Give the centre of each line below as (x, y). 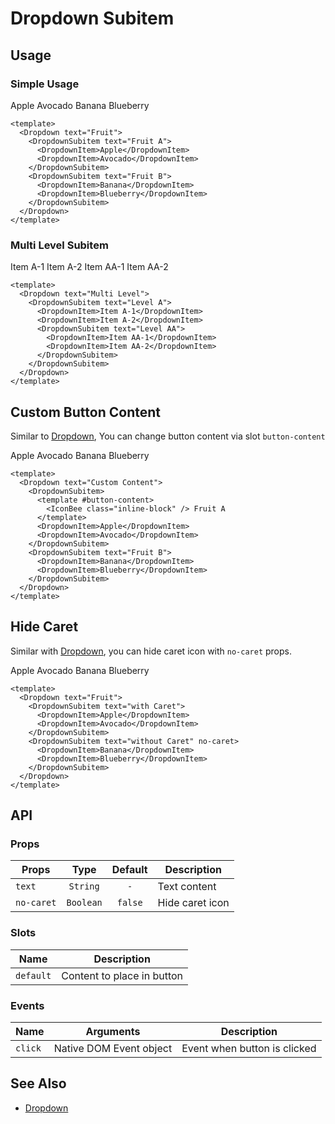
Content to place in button (122, 975)
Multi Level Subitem (59, 245)
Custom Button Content (85, 412)
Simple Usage (45, 84)
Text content (187, 887)
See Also (38, 1083)
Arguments (113, 1032)
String (84, 886)
